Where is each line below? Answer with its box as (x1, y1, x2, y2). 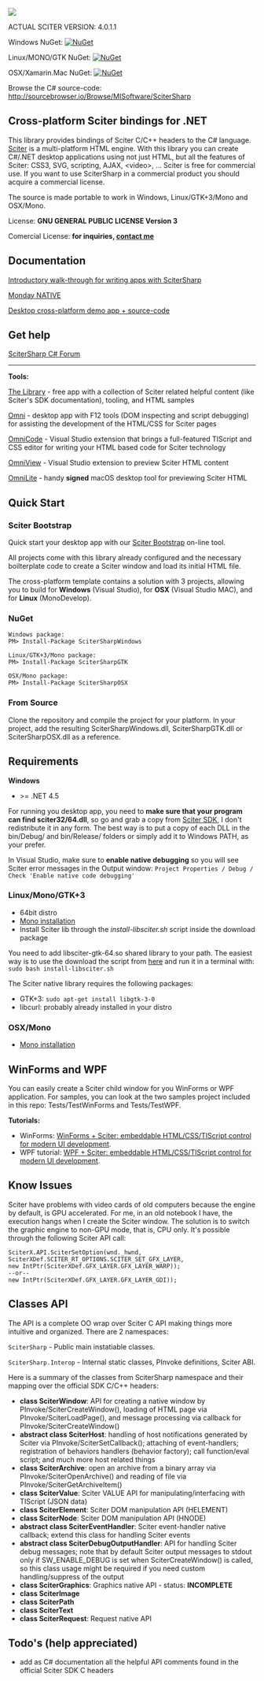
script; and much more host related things (19, 1454, 156, 1464)
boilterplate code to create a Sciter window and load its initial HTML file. (8, 562, 241, 571)
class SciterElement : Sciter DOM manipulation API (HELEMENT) (19, 1505, 229, 1514)
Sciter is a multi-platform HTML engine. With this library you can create (8, 143, 239, 153)
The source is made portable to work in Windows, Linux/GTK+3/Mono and (8, 192, 248, 202)
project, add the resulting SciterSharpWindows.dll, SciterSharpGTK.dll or (8, 723, 244, 733)
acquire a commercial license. (8, 177, 105, 187)
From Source (8, 697, 58, 708)
